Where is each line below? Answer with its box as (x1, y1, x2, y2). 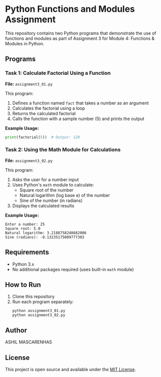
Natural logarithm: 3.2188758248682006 (5, 230, 87, 235)
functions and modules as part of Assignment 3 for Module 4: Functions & (5, 35, 155, 41)
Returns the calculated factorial (12, 110, 76, 116)
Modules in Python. (5, 40, 44, 46)
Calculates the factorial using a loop (12, 105, 85, 111)
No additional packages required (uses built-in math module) (12, 266, 134, 272)
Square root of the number (19, 187, 74, 193)
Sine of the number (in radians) (19, 197, 82, 203)
